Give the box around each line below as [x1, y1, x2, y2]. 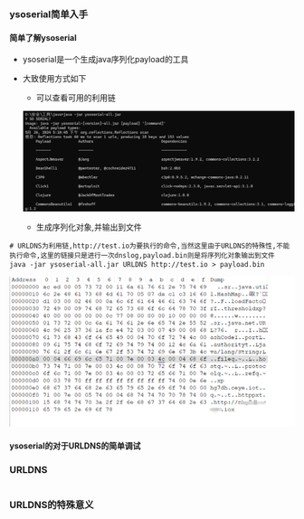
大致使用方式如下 [22, 73, 87, 84]
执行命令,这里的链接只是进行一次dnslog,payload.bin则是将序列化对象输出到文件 [9, 250, 275, 259]
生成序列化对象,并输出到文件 [35, 222, 142, 232]
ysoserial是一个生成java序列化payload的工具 [22, 54, 189, 65]
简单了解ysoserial [9, 32, 77, 42]
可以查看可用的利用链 [35, 92, 116, 103]
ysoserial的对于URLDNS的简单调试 [9, 440, 141, 451]
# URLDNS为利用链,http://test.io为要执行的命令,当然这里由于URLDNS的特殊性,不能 [9, 241, 290, 250]
